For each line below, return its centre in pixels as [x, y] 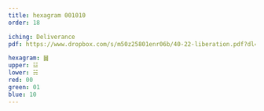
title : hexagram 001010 [47, 15]
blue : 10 [22, 95]
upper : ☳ [23, 66]
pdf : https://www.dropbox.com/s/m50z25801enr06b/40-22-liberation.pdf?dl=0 [135, 44]
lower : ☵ [23, 73]
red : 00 [21, 80]
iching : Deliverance [42, 37]
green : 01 [24, 87]
